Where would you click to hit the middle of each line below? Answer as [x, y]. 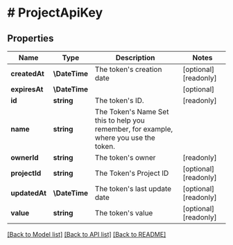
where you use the [125, 138]
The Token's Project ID [132, 173]
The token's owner [125, 157]
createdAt [28, 74]
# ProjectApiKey [55, 13]
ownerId [25, 157]
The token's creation [128, 69]
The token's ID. [119, 100]
